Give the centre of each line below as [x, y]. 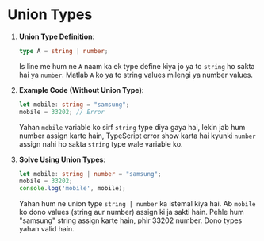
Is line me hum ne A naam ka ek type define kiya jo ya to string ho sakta [137, 66]
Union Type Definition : [57, 36]
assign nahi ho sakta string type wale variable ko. [101, 143]
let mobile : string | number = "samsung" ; [90, 174]
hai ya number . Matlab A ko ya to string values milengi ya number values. [136, 75]
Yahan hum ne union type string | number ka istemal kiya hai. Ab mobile [137, 204]
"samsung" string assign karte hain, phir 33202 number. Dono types [130, 220]
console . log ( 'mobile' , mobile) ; [72, 189]
